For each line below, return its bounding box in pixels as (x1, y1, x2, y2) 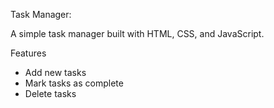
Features (10, 47, 47, 59)
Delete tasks (24, 88, 77, 99)
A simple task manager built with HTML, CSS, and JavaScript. (10, 28, 265, 39)
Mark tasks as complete (24, 77, 124, 89)
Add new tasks (24, 67, 87, 78)
